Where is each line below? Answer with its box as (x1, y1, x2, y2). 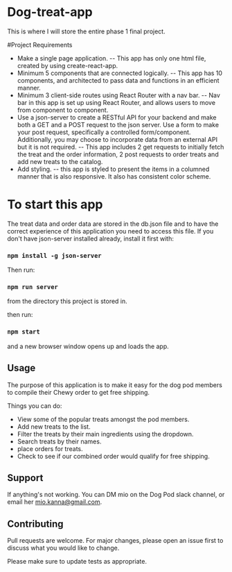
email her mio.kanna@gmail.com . (7, 498, 102, 506)
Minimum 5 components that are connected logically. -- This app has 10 (17, 69, 223, 77)
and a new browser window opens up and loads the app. (7, 342, 170, 350)
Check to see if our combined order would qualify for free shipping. (17, 452, 210, 460)
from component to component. (17, 106, 109, 114)
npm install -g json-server (7, 252, 102, 259)
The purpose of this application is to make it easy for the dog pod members (7, 380, 223, 389)
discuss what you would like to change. (7, 544, 120, 553)
